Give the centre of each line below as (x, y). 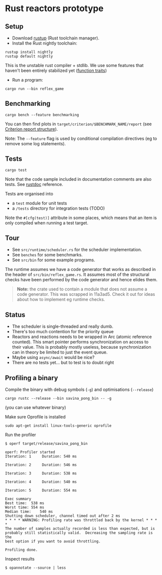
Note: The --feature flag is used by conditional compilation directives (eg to (81, 138)
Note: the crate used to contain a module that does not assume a (82, 289)
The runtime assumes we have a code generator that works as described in (81, 270)
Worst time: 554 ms (25, 507)
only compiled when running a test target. (47, 223)
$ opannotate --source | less (36, 568)
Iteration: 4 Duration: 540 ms (41, 482)
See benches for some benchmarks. (47, 255)
